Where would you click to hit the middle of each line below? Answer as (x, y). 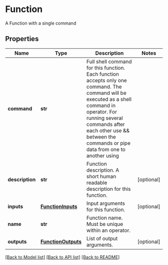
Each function (103, 74)
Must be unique (105, 224)
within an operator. (109, 230)
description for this (109, 189)
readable (97, 183)
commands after (106, 124)
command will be (106, 93)
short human (101, 176)
